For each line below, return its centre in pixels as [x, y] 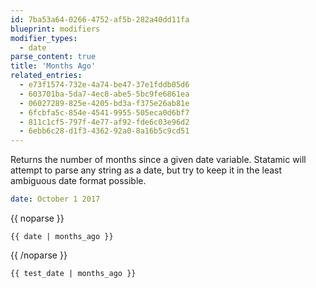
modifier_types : [44, 38]
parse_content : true [53, 57]
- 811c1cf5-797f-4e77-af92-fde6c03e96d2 [104, 122]
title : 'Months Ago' [53, 66]
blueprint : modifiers [55, 29]
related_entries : [46, 76]
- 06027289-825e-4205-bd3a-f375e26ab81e [104, 103]
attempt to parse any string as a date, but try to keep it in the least [146, 170]
